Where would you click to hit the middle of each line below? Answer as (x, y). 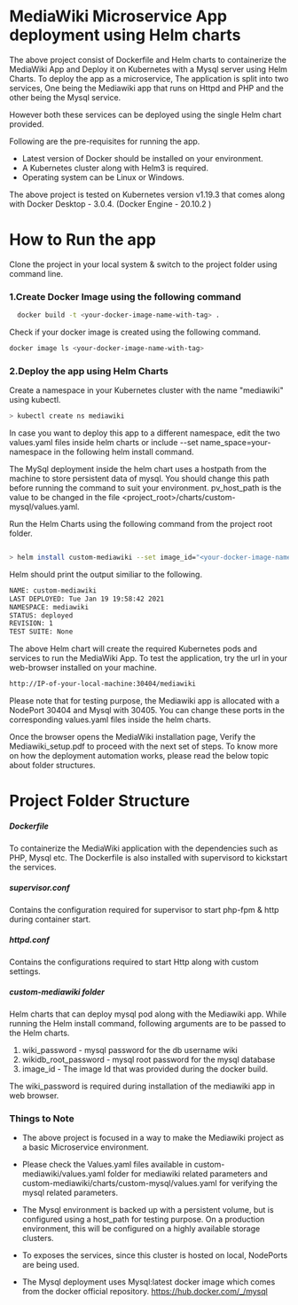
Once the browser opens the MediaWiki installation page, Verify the (132, 737)
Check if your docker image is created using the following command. (135, 332)
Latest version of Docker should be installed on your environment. (142, 158)
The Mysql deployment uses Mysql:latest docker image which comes (149, 1282)
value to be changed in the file (65, 498)
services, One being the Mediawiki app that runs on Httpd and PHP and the (146, 88)
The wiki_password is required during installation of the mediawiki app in (142, 1086)
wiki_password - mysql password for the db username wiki (129, 1050)
